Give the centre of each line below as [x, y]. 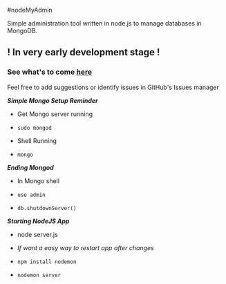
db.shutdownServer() [47, 208]
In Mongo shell [38, 181]
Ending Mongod [30, 167]
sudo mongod [34, 128]
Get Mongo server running [55, 114]
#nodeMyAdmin [30, 10]
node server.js [38, 234]
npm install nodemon [47, 262]
